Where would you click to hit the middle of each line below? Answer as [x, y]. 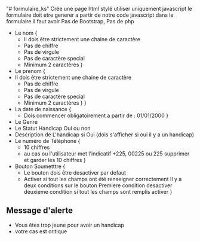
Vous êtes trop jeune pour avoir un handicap [69, 225]
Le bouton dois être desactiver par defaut [75, 173]
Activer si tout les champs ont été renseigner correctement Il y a [103, 179]
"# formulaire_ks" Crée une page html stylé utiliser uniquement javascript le [99, 9]
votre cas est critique [41, 231]
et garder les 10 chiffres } [55, 160]
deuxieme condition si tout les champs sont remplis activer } [98, 192]
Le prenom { [30, 71]
